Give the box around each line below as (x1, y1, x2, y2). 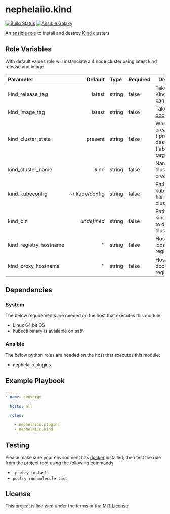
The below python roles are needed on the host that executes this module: (5, 352, 160, 358)
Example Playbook (5, 377, 65, 385)
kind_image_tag (8, 108, 46, 115)
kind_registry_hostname (8, 241, 65, 248)
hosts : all (10, 404, 33, 409)
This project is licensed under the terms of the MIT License (5, 503, 129, 509)
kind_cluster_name (8, 166, 53, 173)
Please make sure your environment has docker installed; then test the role (5, 454, 161, 460)
